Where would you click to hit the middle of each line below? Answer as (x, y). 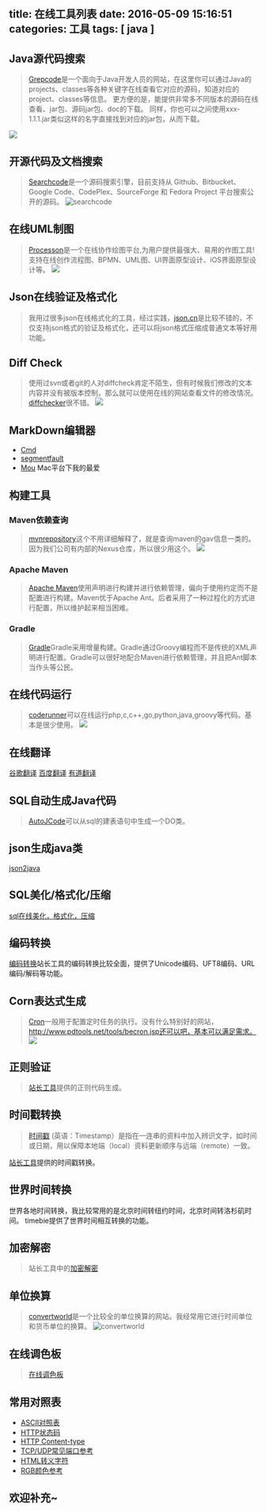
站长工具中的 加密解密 (63, 1268)
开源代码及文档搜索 (56, 161)
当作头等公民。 (53, 667)
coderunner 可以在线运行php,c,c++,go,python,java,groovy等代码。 (137, 715)
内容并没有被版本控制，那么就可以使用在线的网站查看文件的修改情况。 (143, 393)
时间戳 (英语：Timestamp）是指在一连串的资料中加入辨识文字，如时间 (142, 1135)
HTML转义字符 (44, 1460)
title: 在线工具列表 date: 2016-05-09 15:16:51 (121, 14)
